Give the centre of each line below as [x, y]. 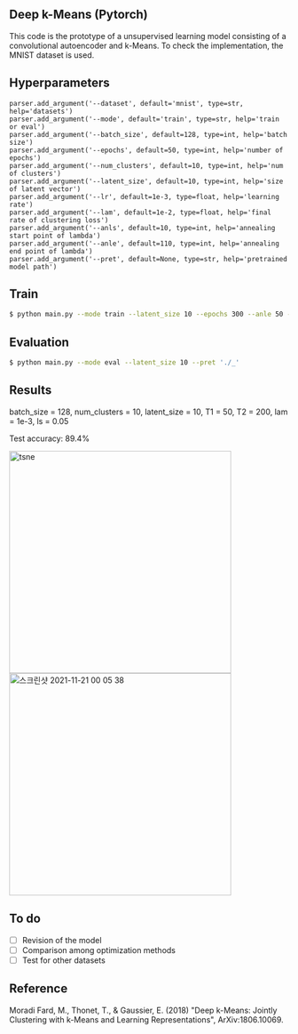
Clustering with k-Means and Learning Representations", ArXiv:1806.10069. [146, 1019]
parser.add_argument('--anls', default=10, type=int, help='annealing [142, 228]
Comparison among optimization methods [98, 950]
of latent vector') [45, 189]
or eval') [27, 127]
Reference [39, 989]
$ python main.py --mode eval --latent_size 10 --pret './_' [125, 363]
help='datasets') [41, 111]
